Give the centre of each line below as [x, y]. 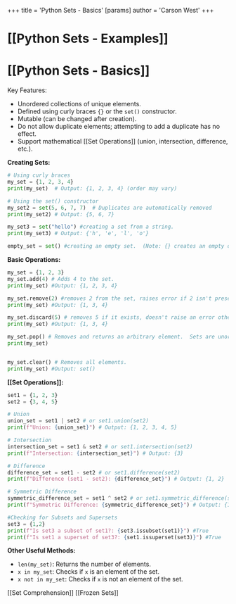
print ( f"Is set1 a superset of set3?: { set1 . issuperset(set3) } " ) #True [114, 537]
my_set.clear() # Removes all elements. [67, 362]
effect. [27, 134]
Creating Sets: [29, 163]
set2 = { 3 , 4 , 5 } [33, 402]
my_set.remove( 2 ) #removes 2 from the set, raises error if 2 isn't [110, 298]
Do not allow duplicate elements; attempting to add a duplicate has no [118, 127]
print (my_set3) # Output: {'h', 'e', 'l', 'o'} [78, 234]
